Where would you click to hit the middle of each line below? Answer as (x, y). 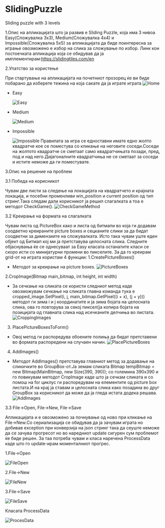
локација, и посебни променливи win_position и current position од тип (79, 196)
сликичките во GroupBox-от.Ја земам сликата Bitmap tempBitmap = (83, 366)
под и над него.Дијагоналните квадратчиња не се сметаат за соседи (85, 157)
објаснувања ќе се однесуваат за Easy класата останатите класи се (77, 247)
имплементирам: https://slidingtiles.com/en (50, 58)
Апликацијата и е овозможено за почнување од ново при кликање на (79, 417)
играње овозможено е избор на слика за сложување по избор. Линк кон (82, 48)
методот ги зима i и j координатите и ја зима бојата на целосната (81, 302)
